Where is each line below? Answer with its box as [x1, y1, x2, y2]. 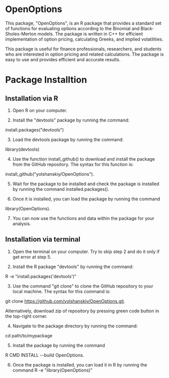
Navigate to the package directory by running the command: [12, 323, 138, 329]
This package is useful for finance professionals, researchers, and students [5, 46, 162, 52]
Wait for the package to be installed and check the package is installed [12, 181, 159, 187]
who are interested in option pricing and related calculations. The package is [5, 51, 164, 57]
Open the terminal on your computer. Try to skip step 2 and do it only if [12, 248, 160, 255]
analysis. [12, 220, 31, 226]
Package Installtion [5, 74, 87, 86]
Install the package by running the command [12, 342, 106, 348]
